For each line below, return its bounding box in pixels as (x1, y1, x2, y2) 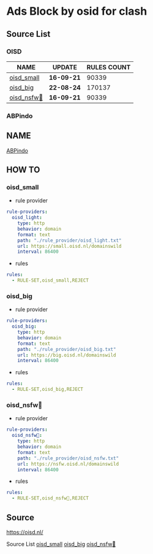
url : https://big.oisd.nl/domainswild (17, 352, 116, 358)
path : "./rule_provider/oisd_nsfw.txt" (17, 455, 119, 461)
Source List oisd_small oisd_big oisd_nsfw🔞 (6, 540, 116, 547)
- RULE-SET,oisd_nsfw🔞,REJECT (12, 495, 89, 501)
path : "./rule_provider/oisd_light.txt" (17, 237, 122, 244)
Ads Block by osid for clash (6, 4, 147, 18)
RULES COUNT (86, 63, 131, 71)
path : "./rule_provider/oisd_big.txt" (17, 346, 116, 352)
